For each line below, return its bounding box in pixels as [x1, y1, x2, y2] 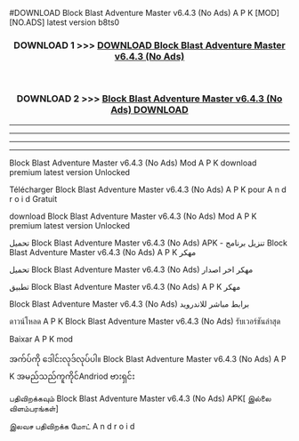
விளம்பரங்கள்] [9, 403, 60, 413]
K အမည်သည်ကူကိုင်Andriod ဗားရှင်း [9, 371, 135, 381]
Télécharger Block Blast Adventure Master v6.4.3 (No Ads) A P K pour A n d [9, 184, 287, 195]
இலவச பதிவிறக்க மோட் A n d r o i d [9, 421, 135, 431]
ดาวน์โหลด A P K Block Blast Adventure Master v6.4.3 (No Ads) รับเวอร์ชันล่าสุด [9, 316, 281, 326]
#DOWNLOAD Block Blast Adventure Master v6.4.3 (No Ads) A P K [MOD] [9, 8, 280, 18]
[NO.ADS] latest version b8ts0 [9, 17, 120, 28]
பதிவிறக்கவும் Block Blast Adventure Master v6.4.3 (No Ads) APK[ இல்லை [9, 393, 271, 404]
